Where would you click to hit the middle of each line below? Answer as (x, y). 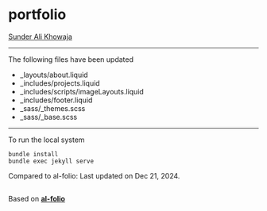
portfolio (37, 15)
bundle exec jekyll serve (51, 161)
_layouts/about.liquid (54, 75)
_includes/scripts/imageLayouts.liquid (82, 91)
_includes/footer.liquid (56, 100)
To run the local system (46, 140)
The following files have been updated (71, 59)
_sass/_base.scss (48, 117)
